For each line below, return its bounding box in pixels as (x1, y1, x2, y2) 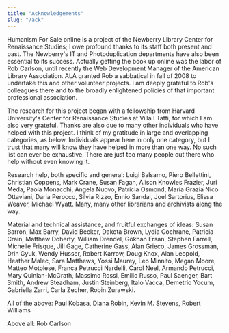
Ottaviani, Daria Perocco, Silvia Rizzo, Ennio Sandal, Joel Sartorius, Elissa (7, 192, 213, 200)
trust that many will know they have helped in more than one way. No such (7, 143, 217, 151)
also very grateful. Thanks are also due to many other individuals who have (7, 121, 219, 129)
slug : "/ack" (7, 16, 44, 23)
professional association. (7, 93, 77, 101)
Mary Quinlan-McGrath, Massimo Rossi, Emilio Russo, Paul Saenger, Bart (7, 271, 213, 279)
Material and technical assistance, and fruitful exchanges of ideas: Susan (7, 220, 213, 228)
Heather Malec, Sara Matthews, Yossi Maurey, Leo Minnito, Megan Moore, (7, 256, 217, 265)
